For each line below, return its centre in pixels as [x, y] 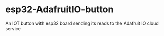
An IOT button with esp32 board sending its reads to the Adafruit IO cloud [82, 23]
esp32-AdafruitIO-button [59, 9]
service [13, 28]
